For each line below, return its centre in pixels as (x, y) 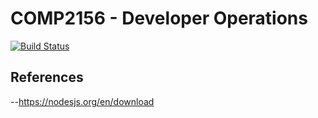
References (47, 77)
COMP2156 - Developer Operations (159, 18)
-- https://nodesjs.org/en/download (82, 101)
